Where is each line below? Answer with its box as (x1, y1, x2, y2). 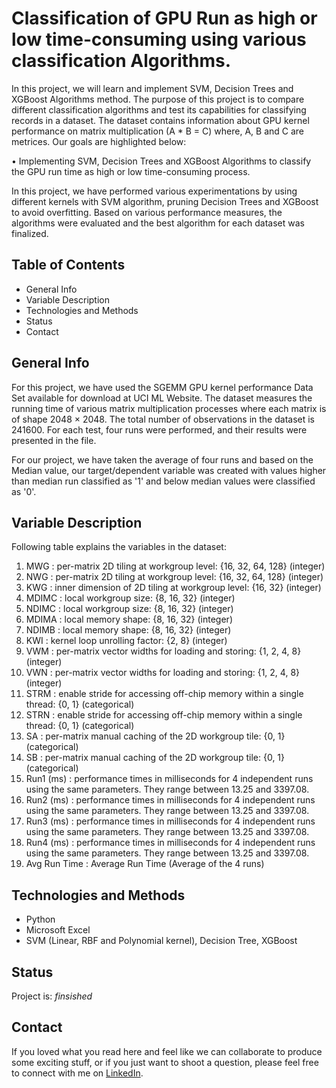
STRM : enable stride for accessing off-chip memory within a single (25, 688, 304, 700)
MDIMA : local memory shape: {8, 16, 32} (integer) (25, 613, 233, 626)
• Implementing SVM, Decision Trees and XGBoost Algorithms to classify (11, 155, 312, 167)
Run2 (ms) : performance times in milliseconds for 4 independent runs (25, 794, 316, 806)
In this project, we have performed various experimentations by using (11, 185, 298, 197)
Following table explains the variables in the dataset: (11, 541, 227, 553)
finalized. (11, 227, 49, 239)
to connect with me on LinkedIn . (11, 1067, 144, 1079)
